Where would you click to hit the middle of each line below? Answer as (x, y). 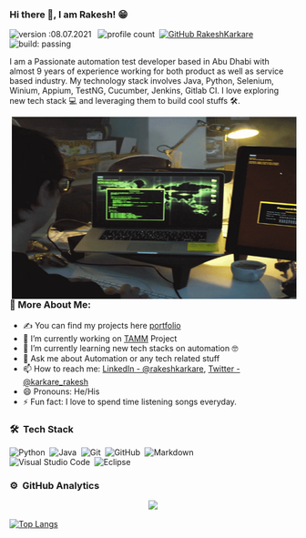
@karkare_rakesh (56, 381)
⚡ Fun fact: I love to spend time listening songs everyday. (129, 401)
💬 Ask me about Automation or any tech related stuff (121, 358)
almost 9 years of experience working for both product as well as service (147, 71)
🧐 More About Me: (50, 305)
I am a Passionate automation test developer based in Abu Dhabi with (140, 62)
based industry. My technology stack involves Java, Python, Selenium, (142, 81)
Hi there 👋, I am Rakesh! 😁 (69, 15)
